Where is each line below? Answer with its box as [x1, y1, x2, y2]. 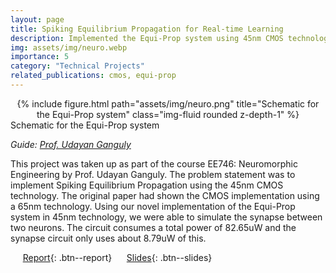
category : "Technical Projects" [10, 61, 145, 71]
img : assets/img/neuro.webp [10, 42, 128, 53]
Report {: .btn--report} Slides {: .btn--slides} [22, 251, 213, 263]
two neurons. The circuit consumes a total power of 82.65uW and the [10, 221, 297, 233]
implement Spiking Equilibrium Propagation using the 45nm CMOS [10, 179, 284, 191]
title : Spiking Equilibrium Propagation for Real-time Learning [10, 24, 284, 34]
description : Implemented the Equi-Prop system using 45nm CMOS [10, 33, 284, 43]
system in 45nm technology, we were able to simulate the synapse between [10, 211, 323, 223]
